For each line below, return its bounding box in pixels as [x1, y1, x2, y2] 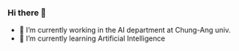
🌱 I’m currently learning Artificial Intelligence [18, 33, 165, 43]
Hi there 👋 [7, 7, 47, 18]
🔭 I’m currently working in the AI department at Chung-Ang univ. [18, 25, 231, 35]
